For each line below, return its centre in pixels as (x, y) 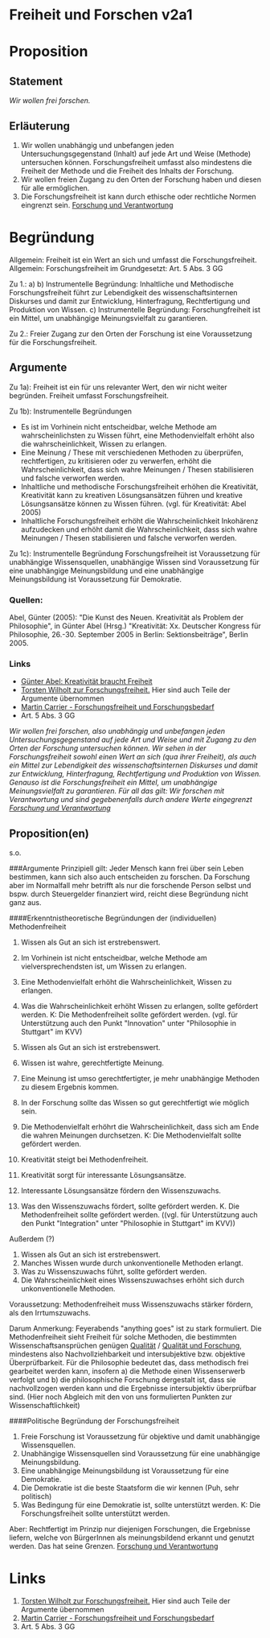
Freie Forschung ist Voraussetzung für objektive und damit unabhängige (140, 1437)
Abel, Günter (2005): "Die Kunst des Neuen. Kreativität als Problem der (127, 618)
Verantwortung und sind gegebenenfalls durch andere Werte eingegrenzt (131, 800)
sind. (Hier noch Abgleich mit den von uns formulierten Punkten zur (121, 1397)
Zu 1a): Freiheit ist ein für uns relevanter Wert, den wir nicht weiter (118, 387)
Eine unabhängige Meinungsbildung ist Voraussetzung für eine (125, 1471)
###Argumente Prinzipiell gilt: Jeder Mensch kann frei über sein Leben (127, 868)
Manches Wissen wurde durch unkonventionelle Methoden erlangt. (132, 1263)
